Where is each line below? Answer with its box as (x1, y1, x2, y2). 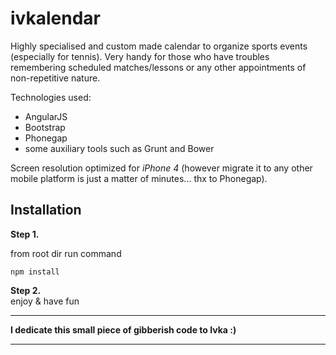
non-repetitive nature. (10, 72, 101, 84)
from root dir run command (10, 247, 122, 259)
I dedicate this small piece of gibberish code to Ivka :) (10, 323, 237, 336)
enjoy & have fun (10, 295, 80, 307)
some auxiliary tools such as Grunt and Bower (24, 142, 215, 154)
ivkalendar (10, 7, 101, 30)
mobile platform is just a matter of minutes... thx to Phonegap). (10, 172, 268, 184)
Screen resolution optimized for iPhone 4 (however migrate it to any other (10, 162, 313, 174)
